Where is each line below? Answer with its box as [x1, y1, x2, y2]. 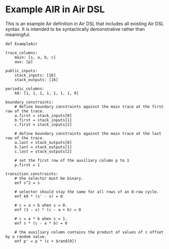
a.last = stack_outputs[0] [14, 140, 72, 145]
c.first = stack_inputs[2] [14, 122, 72, 127]
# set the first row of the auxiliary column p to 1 [14, 158, 130, 163]
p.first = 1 [14, 162, 40, 168]
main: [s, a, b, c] [14, 55, 56, 60]
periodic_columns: [5, 86, 45, 91]
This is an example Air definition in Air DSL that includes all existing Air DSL [5, 20, 164, 27]
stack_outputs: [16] [14, 77, 58, 82]
